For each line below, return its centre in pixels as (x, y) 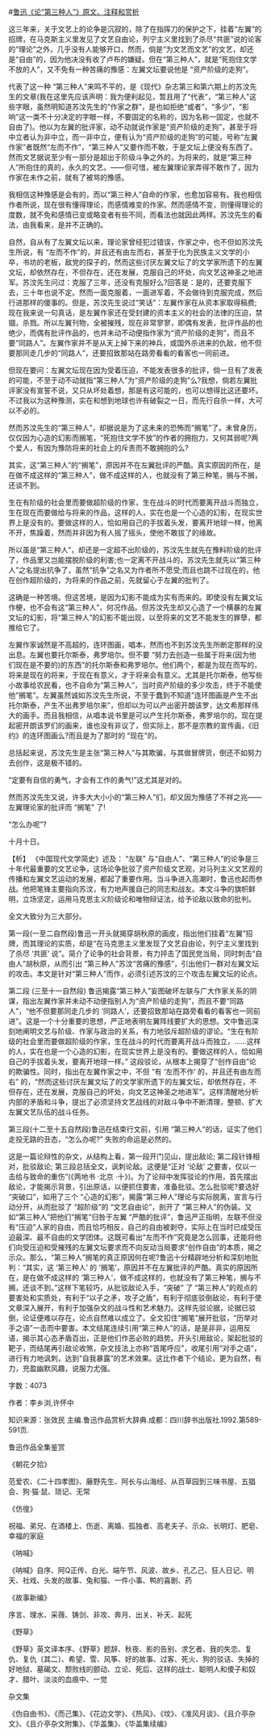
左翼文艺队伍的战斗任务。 (51, 1112)
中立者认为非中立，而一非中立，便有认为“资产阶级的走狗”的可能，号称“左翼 (133, 137)
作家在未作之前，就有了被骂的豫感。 (69, 177)
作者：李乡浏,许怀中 (42, 1403)
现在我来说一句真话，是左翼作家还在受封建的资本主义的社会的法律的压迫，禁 (135, 312)
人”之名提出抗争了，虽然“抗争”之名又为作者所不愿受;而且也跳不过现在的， (131, 570)
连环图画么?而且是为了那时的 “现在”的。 (96, 736)
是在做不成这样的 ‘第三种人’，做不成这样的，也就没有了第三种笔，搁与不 (142, 1277)
